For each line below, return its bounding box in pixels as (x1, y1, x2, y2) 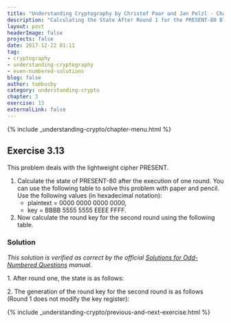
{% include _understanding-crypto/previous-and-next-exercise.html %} (7, 308, 211, 316)
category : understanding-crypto (7, 87, 100, 94)
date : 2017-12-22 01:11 (7, 42, 76, 49)
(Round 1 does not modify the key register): (7, 294, 129, 303)
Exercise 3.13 (7, 145, 65, 157)
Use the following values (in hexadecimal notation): (16, 191, 163, 200)
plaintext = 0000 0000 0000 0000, (27, 198, 127, 207)
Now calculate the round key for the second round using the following (16, 213, 215, 221)
